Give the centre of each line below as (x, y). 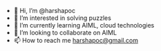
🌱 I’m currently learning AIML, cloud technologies (84, 25)
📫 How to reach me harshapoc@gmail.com (76, 40)
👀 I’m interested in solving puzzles (63, 18)
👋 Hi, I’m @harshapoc (45, 11)
